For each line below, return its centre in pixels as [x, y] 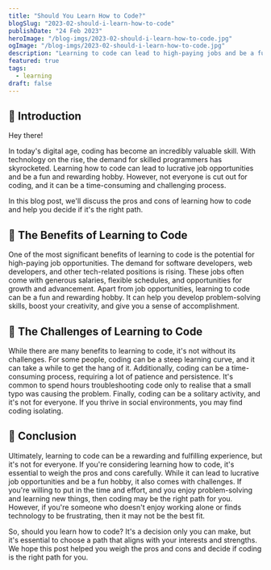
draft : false [30, 83]
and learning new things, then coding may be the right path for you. [121, 498]
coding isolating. [36, 411]
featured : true [34, 61]
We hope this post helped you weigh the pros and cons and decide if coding [135, 548]
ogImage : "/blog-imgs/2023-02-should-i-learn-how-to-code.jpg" [117, 46]
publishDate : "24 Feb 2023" [56, 31]
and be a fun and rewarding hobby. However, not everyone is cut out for [128, 177]
